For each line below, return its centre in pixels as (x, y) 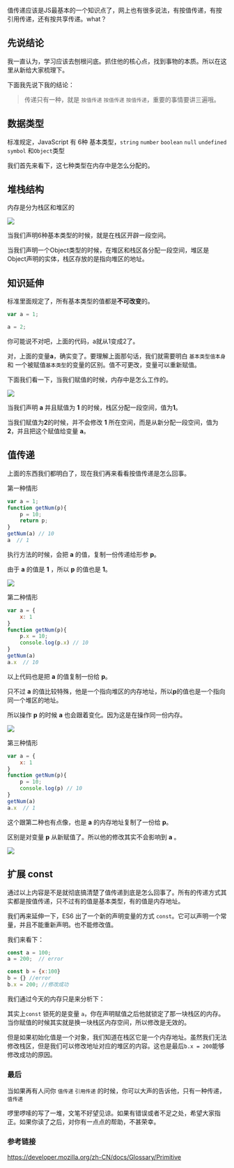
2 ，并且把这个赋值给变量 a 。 (48, 431)
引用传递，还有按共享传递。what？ (57, 19)
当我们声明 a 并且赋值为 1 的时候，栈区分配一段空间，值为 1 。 (94, 407)
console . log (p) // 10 (51, 788)
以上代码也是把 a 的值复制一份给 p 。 (59, 676)
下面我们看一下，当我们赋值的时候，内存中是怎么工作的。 (89, 380)
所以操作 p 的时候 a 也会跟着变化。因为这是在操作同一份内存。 (97, 714)
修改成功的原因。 (32, 1054)
